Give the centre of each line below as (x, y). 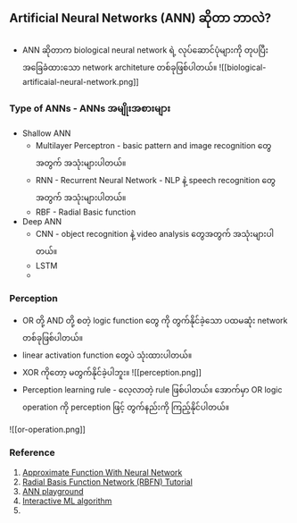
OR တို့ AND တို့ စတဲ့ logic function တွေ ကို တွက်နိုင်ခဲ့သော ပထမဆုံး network (155, 321)
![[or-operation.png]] (48, 430)
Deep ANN (42, 222)
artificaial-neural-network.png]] (81, 81)
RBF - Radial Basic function (86, 212)
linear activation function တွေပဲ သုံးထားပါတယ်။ (107, 355)
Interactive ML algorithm (67, 501)
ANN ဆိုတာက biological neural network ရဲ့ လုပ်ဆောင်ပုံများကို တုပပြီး (145, 50)
